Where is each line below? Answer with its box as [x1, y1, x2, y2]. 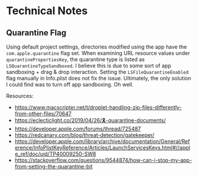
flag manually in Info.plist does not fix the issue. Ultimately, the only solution [6, 75, 191, 82]
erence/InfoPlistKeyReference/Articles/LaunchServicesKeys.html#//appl [14, 144, 190, 151]
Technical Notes [6, 4, 88, 18]
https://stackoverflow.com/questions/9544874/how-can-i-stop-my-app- [14, 157, 192, 164]
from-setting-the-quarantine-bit [14, 163, 93, 170]
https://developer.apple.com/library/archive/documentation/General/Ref [14, 138, 190, 145]
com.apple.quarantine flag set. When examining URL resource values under [6, 50, 190, 57]
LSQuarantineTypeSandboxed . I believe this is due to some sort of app [6, 62, 171, 69]
